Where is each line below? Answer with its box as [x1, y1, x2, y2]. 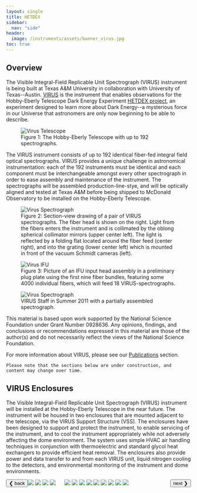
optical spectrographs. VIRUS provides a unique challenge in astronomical [6, 157, 186, 164]
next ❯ [172, 480, 188, 487]
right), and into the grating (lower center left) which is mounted [21, 243, 173, 250]
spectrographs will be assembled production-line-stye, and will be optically [6, 182, 189, 189]
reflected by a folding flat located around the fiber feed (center [21, 237, 172, 244]
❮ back [9, 480, 25, 487]
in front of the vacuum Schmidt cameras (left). [21, 250, 133, 257]
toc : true [6, 42, 30, 47]
